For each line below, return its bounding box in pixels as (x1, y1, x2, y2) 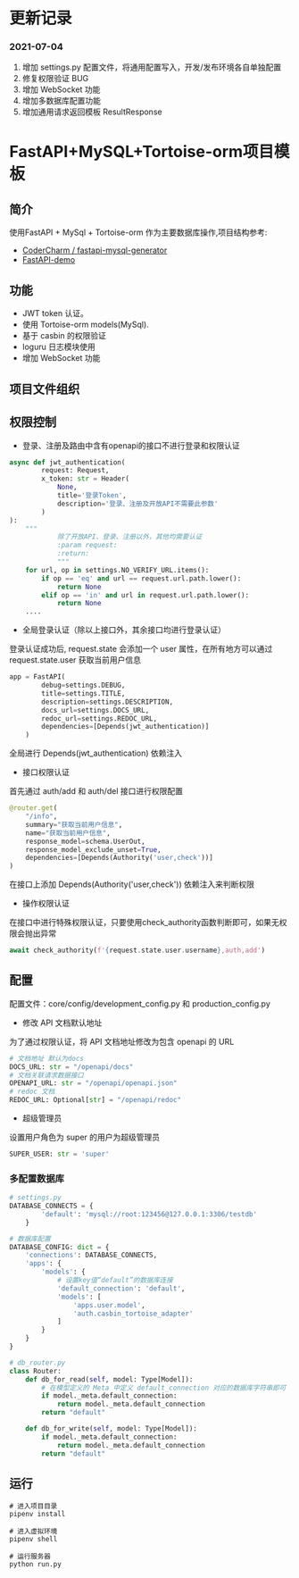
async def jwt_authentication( (9, 457, 126, 467)
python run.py (9, 1560, 62, 1569)
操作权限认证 (21, 898, 70, 909)
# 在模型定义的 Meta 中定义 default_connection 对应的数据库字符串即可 (41, 1383, 287, 1392)
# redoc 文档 (9, 1087, 55, 1097)
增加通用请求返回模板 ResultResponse (21, 106, 162, 117)
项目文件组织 (9, 381, 80, 397)
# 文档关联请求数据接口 (9, 1071, 85, 1080)
